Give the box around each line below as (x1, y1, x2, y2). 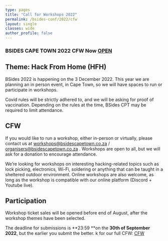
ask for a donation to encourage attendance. (5, 151, 97, 157)
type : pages (5, 7, 30, 13)
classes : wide (5, 26, 35, 31)
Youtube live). (5, 182, 34, 188)
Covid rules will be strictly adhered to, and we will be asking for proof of (5, 96, 154, 102)
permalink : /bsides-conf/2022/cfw (5, 17, 78, 22)
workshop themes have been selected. (5, 215, 86, 221)
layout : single (5, 21, 37, 27)
